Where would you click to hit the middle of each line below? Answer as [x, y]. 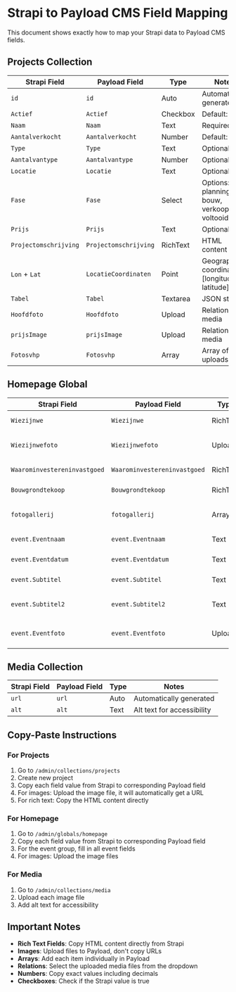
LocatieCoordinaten [118, 274]
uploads [215, 359]
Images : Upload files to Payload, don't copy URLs [90, 951]
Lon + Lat [26, 274]
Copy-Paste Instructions [62, 735]
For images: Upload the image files [68, 856]
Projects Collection [50, 62]
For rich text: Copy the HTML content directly [83, 801]
